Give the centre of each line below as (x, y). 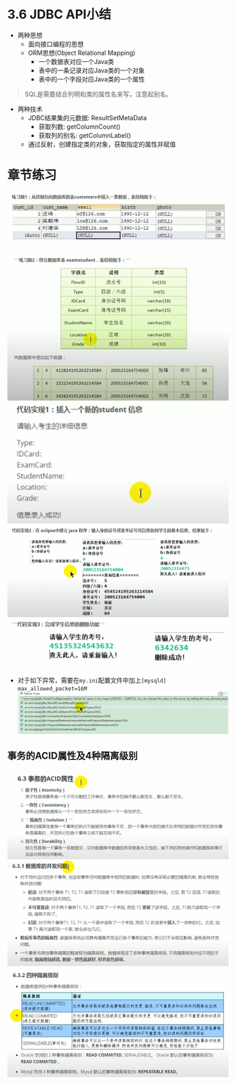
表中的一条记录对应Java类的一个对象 (92, 70)
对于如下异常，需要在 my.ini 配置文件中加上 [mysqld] (92, 680)
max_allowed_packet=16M (52, 689)
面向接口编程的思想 (56, 44)
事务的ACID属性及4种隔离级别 (73, 755)
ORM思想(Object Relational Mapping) (81, 53)
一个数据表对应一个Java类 (76, 61)
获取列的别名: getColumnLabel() (85, 135)
